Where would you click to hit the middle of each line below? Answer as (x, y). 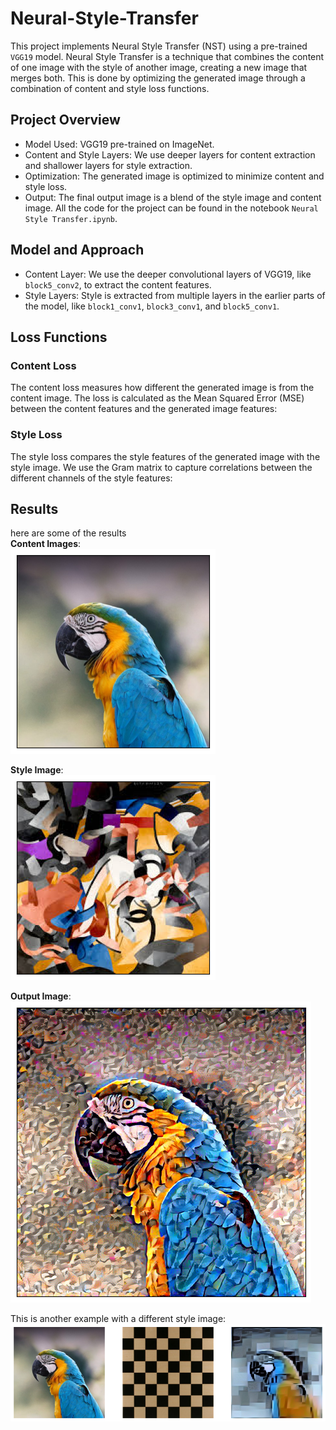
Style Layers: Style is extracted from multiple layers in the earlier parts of (175, 295)
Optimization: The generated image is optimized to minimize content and (174, 176)
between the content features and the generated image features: (144, 409)
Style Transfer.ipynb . (71, 218)
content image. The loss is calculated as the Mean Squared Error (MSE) (157, 398)
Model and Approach (77, 250)
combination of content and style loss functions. (110, 88)
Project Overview (65, 120)
